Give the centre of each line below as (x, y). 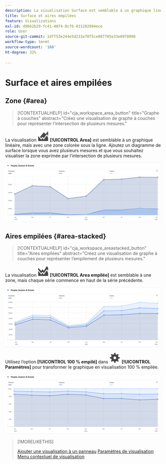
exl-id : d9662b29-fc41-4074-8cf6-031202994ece (54, 26)
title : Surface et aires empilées (41, 16)
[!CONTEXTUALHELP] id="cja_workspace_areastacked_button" (82, 248)
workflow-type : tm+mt (27, 42)
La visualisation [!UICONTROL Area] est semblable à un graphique (79, 140)
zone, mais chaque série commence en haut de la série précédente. (74, 281)
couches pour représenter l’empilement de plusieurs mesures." (81, 259)
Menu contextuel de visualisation (51, 457)
